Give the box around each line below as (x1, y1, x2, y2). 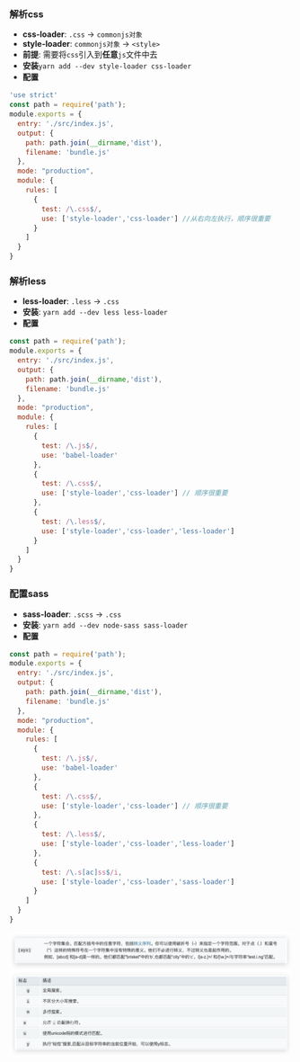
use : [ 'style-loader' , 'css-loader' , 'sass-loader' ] (41, 877, 235, 887)
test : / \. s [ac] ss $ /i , (41, 868, 123, 877)
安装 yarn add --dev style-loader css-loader (22, 60, 191, 71)
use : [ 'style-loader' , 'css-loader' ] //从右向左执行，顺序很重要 (41, 214, 271, 223)
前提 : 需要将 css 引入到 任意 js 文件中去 (22, 49, 158, 60)
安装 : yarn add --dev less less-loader (22, 307, 168, 317)
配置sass (9, 587, 49, 600)
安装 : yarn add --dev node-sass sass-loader (22, 619, 189, 630)
